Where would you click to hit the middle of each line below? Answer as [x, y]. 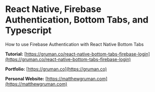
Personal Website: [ [26, 78]
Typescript [28, 30]
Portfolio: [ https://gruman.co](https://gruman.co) [56, 69]
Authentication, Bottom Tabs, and [77, 20]
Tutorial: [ [16, 54]
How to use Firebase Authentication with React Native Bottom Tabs [74, 44]
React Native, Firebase [53, 9]
